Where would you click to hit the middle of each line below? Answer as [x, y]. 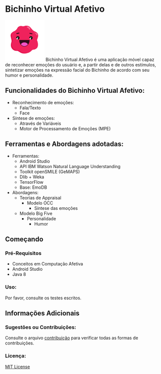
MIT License [18, 367]
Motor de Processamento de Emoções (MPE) [65, 128]
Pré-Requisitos [23, 253]
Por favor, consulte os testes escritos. [43, 298]
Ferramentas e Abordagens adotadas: [64, 144]
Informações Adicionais [42, 313]
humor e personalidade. [29, 75]
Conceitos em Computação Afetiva [48, 264]
